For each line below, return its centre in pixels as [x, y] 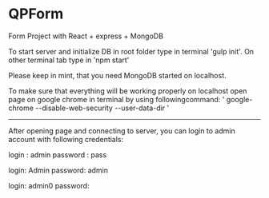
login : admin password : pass [58, 154]
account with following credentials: [66, 139]
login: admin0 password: [49, 185]
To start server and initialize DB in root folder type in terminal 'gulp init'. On [131, 51]
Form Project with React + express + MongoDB [86, 36]
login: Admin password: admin [58, 170]
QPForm [36, 14]
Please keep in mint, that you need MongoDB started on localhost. [117, 75]
